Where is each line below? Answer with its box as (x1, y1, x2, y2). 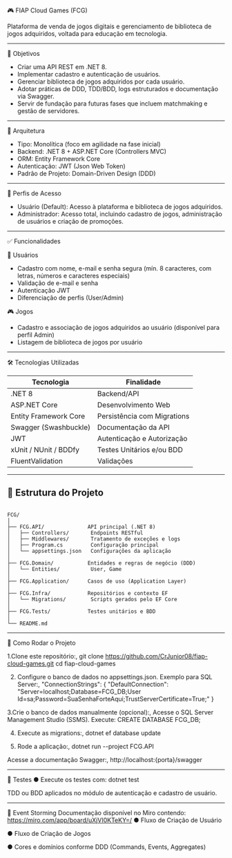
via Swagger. (17, 92, 55, 100)
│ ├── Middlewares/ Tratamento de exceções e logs (7, 535, 181, 543)
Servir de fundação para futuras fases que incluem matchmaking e (17, 99, 208, 108)
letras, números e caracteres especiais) (17, 272, 130, 280)
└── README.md (7, 620, 48, 627)
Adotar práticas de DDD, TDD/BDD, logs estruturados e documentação (17, 85, 219, 92)
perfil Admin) (17, 331, 55, 339)
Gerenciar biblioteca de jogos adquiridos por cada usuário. (17, 77, 185, 86)
